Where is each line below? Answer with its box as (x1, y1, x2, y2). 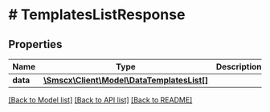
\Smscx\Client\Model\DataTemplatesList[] (43, 74, 209, 86)
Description (215, 62, 262, 72)
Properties (8, 38, 63, 51)
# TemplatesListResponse (8, 6, 186, 24)
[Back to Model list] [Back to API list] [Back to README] (8, 95, 193, 105)
